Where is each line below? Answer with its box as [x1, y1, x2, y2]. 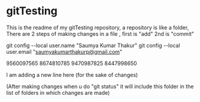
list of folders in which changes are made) [6, 89, 110, 96]
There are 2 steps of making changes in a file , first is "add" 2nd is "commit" [6, 30, 195, 37]
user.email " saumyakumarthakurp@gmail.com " [6, 48, 123, 55]
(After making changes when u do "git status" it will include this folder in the [6, 82, 194, 90]
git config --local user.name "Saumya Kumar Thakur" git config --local [6, 42, 181, 49]
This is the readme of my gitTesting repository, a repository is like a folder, [6, 24, 189, 31]
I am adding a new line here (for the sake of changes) [6, 71, 138, 78]
